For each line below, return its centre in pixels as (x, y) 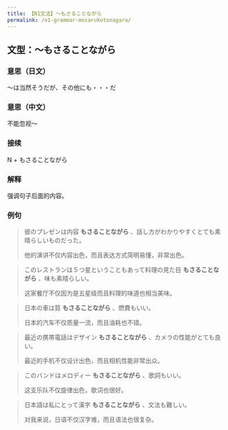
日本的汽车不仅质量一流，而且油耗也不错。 (85, 323)
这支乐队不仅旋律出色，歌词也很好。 (76, 390)
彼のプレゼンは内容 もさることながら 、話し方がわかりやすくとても (120, 232)
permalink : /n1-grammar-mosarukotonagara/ (69, 20)
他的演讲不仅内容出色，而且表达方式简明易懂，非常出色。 (106, 255)
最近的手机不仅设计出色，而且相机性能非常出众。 (94, 361)
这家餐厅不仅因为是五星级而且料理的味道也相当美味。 (100, 293)
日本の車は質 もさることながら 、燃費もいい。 (89, 308)
